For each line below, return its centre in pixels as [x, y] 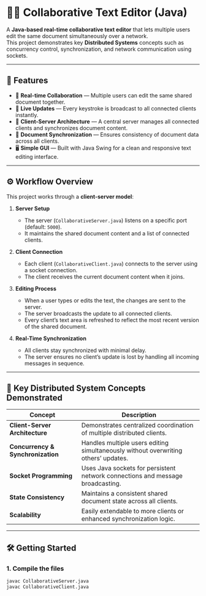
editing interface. [37, 156]
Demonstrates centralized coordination [137, 426]
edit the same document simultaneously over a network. [77, 36]
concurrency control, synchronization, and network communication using [99, 49]
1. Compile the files [35, 568]
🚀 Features [27, 81]
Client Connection [39, 251]
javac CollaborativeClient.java [48, 587]
